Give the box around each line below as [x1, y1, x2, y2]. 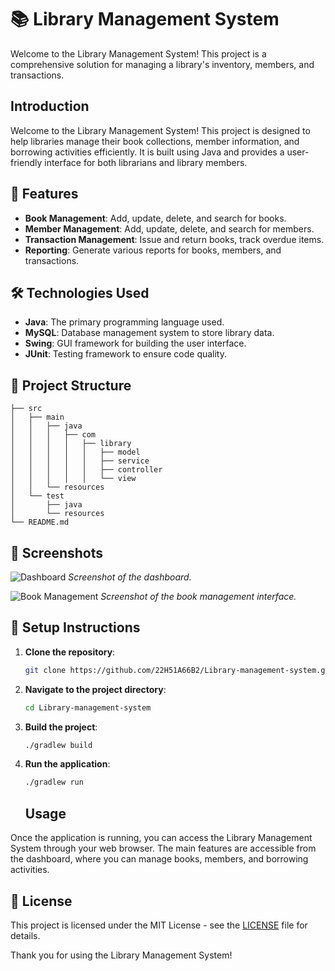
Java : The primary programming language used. [24, 316, 225, 328]
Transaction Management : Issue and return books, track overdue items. [24, 233, 325, 245]
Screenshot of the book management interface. [100, 591, 297, 602]
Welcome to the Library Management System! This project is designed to [10, 124, 311, 136]
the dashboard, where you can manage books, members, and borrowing [10, 853, 309, 865]
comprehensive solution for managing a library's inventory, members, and [10, 58, 315, 70]
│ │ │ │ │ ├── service [10, 456, 150, 466]
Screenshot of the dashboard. [68, 571, 192, 583]
